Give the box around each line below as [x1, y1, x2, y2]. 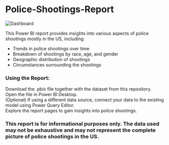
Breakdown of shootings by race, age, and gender [12, 51, 118, 57]
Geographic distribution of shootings [12, 56, 90, 62]
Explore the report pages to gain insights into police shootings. [5, 108, 137, 114]
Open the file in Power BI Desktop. [5, 92, 78, 98]
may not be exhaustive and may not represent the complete [5, 127, 156, 134]
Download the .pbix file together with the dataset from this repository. [5, 86, 152, 92]
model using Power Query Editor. [5, 102, 75, 108]
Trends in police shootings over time [12, 45, 89, 51]
